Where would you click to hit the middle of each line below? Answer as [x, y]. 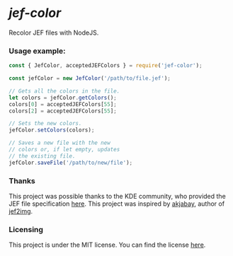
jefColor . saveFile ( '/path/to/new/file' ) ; [71, 163]
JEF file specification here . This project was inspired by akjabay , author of [117, 204]
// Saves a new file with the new [60, 143]
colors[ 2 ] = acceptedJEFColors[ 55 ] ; [63, 111]
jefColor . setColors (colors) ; [52, 130]
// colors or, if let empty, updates [64, 150]
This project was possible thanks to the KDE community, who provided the [117, 197]
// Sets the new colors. [45, 124]
